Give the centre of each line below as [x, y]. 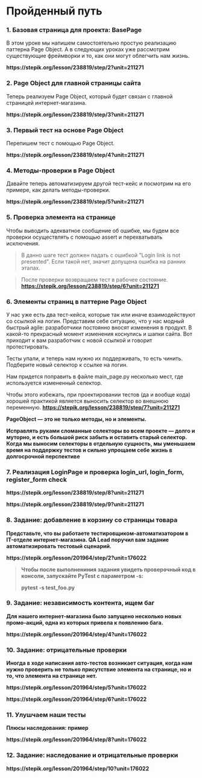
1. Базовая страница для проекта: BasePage [74, 30]
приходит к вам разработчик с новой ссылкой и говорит [79, 340]
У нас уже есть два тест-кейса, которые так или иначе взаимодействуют [101, 314]
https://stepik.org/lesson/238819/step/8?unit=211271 [75, 493]
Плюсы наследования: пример [47, 728]
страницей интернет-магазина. [46, 103]
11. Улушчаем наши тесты [46, 715]
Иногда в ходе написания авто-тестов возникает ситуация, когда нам [99, 663]
